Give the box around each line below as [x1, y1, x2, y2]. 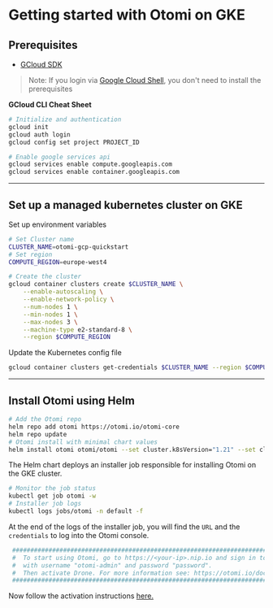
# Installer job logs [8, 500, 82, 508]
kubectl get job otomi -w [8, 492, 96, 501]
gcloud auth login [8, 130, 71, 139]
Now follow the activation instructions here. [8, 591, 154, 601]
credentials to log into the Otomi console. [8, 530, 149, 540]
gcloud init [8, 123, 49, 131]
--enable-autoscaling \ [23, 288, 104, 296]
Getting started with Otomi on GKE [8, 6, 246, 24]
